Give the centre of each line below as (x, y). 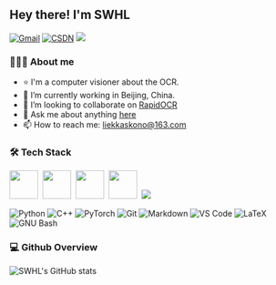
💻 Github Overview (54, 248)
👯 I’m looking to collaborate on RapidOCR (100, 105)
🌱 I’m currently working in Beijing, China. (99, 96)
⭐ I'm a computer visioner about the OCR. (101, 82)
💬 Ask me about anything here (79, 115)
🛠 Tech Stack (41, 152)
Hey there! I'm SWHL (70, 15)
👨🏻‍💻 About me (42, 61)
